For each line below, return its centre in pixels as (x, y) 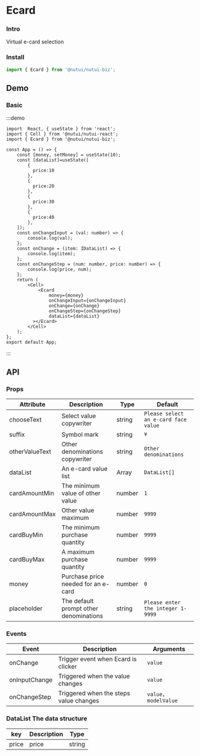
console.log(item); (52, 254)
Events (16, 633)
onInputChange (31, 680)
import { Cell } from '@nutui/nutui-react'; (62, 134)
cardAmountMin (32, 493)
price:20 (43, 186)
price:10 (43, 171)
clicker (68, 667)
